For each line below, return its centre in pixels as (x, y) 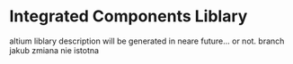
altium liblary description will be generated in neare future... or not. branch (147, 41)
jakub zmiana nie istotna (54, 50)
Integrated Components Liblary (129, 16)
